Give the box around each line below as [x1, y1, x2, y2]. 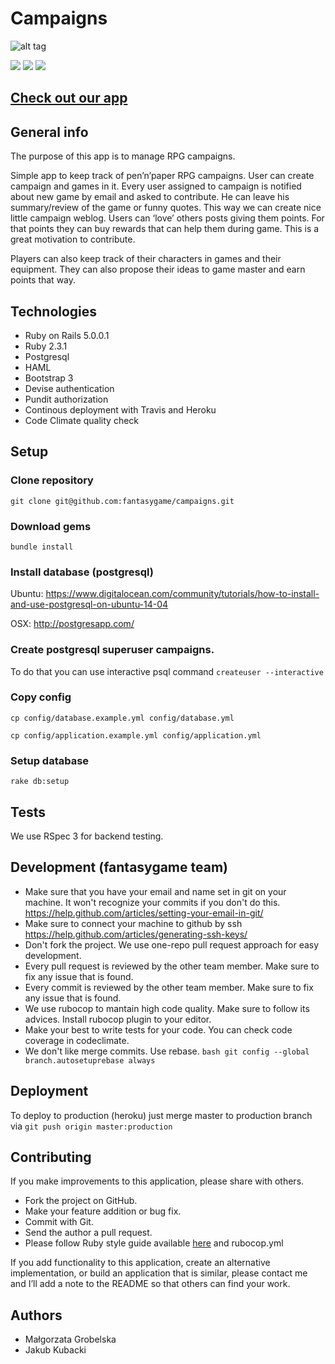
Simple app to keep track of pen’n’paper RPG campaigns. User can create [10, 170, 315, 182]
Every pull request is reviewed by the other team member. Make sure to [24, 960, 320, 972]
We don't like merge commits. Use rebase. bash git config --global [24, 1045, 310, 1057]
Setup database [10, 753, 90, 767]
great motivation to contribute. [10, 233, 136, 246]
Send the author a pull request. [24, 1227, 153, 1239]
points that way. [10, 274, 77, 286]
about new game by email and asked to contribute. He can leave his [10, 191, 290, 203]
